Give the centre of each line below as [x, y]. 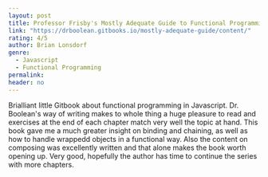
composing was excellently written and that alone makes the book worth [127, 147]
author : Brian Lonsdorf [48, 45]
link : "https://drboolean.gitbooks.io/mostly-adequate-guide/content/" [130, 30]
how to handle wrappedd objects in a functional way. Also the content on [128, 139]
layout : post [30, 16]
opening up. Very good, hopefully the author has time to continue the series [133, 155]
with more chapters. [41, 164]
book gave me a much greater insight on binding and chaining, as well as [128, 130]
